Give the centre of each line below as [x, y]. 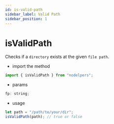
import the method [31, 66]
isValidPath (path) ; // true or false [44, 117]
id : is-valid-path [24, 10]
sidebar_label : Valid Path [33, 14]
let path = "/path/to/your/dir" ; [39, 112]
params [20, 85]
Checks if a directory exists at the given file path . [57, 57]
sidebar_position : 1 [26, 19]
